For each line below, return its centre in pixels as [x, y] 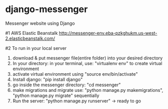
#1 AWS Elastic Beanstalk [32, 33]
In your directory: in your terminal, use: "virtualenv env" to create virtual [88, 63]
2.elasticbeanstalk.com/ [30, 38]
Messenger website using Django [40, 23]
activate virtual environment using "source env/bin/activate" [75, 74]
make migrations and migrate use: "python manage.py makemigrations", [88, 90]
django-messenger [47, 9]
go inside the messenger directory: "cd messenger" [67, 85]
